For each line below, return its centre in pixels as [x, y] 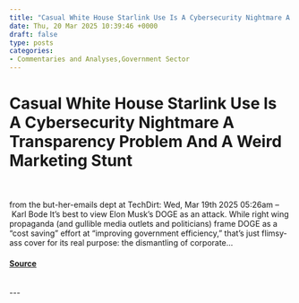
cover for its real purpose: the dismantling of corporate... [128, 242]
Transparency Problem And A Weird [145, 142]
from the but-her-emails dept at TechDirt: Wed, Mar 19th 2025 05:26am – [144, 204]
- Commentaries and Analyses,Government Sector [100, 59]
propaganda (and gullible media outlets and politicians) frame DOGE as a [143, 223]
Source [23, 263]
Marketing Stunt [71, 161]
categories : [31, 51]
